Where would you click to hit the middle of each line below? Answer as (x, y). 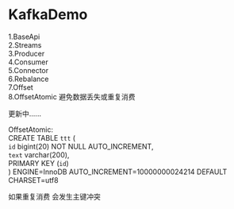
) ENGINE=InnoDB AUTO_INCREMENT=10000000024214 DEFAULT (118, 172)
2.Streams (25, 45)
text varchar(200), (39, 155)
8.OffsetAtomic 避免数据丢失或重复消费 (72, 96)
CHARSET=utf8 (33, 180)
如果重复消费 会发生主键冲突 (54, 196)
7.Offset (21, 87)
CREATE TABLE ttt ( (42, 137)
